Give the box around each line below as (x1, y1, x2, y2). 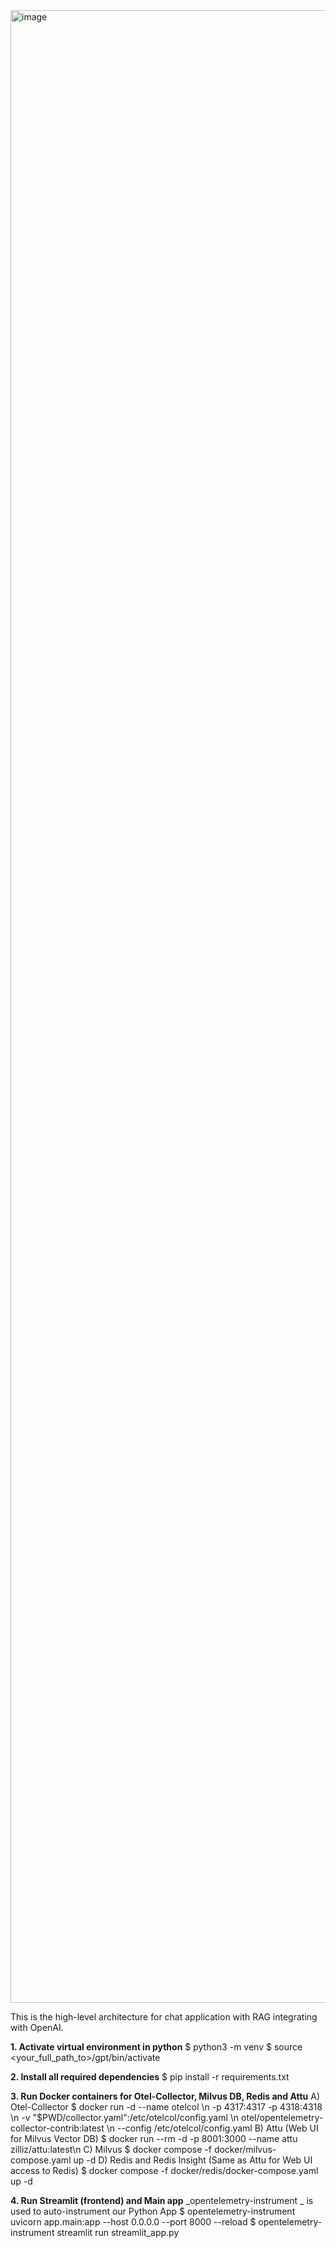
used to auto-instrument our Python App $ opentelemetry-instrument (10, 2205, 296, 2217)
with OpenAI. (10, 2022, 64, 2033)
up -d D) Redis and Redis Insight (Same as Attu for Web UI (73, 2154, 313, 2166)
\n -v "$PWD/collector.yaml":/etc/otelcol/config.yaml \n (10, 2112, 240, 2123)
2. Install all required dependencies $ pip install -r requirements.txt (10, 2071, 290, 2083)
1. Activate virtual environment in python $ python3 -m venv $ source (10, 2041, 303, 2053)
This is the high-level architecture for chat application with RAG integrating (10, 2011, 318, 2023)
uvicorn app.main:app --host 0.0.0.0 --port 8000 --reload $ (10, 2216, 257, 2228)
